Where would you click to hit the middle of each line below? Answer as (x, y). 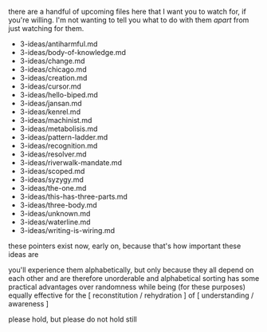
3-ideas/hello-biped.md (59, 95)
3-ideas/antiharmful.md (59, 44)
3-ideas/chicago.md (53, 69)
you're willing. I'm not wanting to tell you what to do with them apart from (129, 20)
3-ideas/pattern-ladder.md (64, 137)
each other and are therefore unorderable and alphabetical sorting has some (134, 278)
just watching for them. (46, 28)
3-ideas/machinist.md (56, 120)
